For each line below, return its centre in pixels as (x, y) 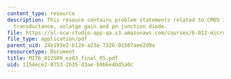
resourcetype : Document (41, 52)
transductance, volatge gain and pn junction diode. (90, 26)
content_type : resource (41, 13)
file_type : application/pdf (47, 39)
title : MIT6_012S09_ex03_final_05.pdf (63, 58)
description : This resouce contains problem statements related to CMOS (113, 20)
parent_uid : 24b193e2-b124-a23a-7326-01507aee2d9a (81, 45)
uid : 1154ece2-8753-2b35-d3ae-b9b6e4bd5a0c (70, 65)
